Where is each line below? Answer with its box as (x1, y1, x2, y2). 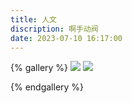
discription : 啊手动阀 (10, 24, 99, 34)
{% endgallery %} (10, 81, 85, 93)
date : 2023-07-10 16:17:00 (10, 33, 123, 43)
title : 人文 (10, 14, 57, 25)
